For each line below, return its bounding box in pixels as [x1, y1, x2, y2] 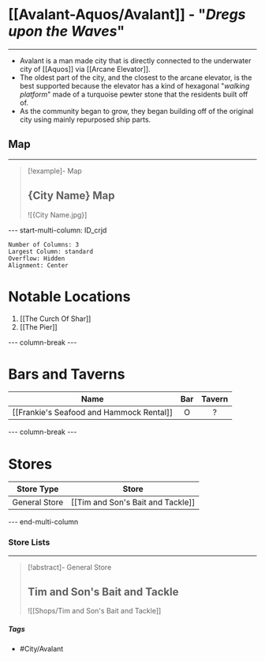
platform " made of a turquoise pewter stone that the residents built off [19, 89, 248, 99]
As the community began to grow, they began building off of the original [19, 106, 254, 115]
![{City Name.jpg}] [27, 210, 88, 219]
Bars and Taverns [8, 365, 125, 383]
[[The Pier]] [19, 322, 58, 331]
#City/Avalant [19, 644, 64, 654]
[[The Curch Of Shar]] [19, 314, 91, 323]
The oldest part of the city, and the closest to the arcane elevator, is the [19, 73, 252, 82]
